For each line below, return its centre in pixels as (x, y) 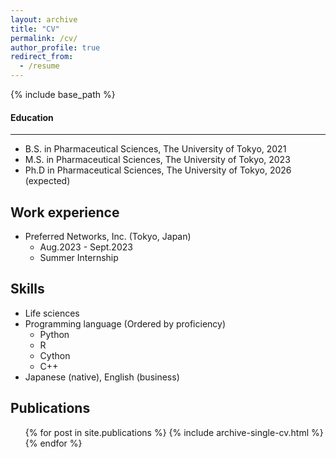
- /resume (39, 66)
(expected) (47, 181)
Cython (55, 355)
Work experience (65, 212)
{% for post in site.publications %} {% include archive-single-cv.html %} (174, 432)
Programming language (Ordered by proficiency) (125, 323)
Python (54, 334)
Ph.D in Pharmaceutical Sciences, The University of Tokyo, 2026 (158, 170)
